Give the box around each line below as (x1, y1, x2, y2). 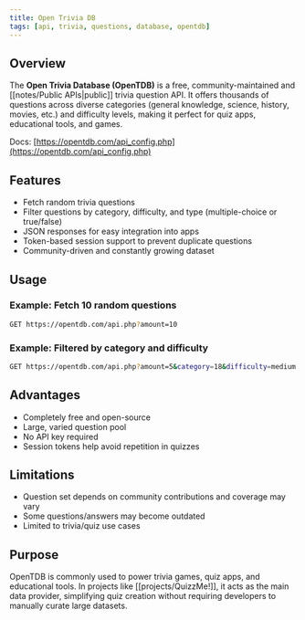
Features (9, 173, 61, 188)
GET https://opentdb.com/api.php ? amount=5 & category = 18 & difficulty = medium (9, 362, 297, 371)
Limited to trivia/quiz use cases (22, 520, 141, 531)
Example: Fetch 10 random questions (9, 299, 177, 311)
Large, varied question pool (22, 421, 127, 432)
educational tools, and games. (9, 119, 123, 130)
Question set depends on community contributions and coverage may (22, 491, 286, 502)
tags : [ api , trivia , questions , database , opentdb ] (9, 22, 210, 31)
